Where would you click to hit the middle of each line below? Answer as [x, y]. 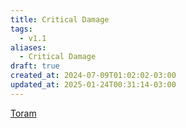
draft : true [35, 66]
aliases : [28, 47]
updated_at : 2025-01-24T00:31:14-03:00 [93, 85]
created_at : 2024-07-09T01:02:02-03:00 [93, 76]
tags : [21, 29]
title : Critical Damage [60, 19]
